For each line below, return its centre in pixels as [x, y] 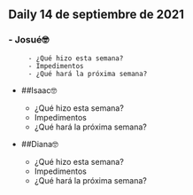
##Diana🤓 [40, 144]
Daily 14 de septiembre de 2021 [96, 15]
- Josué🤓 [29, 40]
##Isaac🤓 [39, 90]
